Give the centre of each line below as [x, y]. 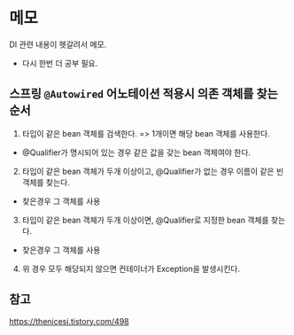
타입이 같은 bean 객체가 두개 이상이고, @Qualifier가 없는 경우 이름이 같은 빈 [153, 171]
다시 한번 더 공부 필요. [60, 63]
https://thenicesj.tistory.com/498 [70, 321]
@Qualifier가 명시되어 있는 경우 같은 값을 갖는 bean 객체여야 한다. [136, 152]
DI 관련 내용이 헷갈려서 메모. [58, 44]
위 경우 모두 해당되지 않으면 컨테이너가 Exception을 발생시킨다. [131, 269]
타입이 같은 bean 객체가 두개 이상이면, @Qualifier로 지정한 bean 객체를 [145, 220]
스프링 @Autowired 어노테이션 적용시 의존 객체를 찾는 [144, 94]
